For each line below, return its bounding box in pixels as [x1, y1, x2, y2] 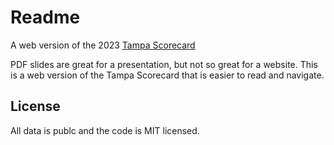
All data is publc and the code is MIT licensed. [10, 124, 200, 136]
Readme [10, 6, 81, 29]
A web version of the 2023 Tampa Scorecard [10, 39, 196, 51]
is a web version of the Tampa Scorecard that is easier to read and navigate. [10, 69, 325, 81]
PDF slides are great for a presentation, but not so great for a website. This [10, 58, 318, 70]
